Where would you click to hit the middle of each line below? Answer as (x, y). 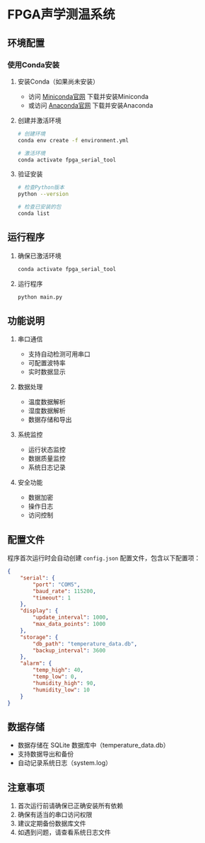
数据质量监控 (47, 459)
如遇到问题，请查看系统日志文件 (64, 832)
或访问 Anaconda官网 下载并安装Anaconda (90, 105)
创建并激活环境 (39, 120)
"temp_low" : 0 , (55, 677)
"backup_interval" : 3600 (69, 650)
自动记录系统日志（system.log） (64, 763)
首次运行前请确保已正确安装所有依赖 (70, 806)
